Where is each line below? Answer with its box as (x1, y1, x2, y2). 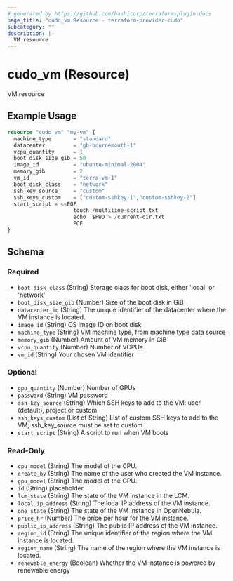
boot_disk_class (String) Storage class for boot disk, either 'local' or (17, 283, 215, 291)
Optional (7, 368, 37, 378)
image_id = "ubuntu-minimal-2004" (13, 161, 146, 168)
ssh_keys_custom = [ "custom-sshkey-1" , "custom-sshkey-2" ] (13, 194, 197, 201)
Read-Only (7, 446, 46, 455)
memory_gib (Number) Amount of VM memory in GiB (17, 335, 167, 344)
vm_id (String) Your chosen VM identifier (17, 350, 135, 359)
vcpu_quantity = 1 (13, 148, 83, 155)
